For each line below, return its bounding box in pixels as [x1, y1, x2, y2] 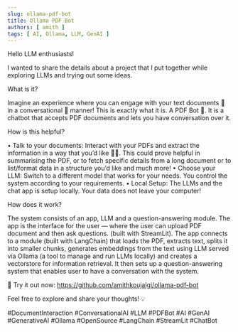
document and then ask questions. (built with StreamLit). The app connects [7, 229, 228, 238]
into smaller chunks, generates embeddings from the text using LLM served [7, 245, 229, 253]
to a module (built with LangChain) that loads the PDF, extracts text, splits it [7, 237, 228, 245]
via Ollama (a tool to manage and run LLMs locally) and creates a [7, 252, 198, 260]
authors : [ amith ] [7, 23, 65, 31]
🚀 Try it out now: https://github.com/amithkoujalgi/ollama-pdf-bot [7, 281, 199, 289]
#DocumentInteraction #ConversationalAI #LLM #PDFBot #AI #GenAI [7, 309, 210, 317]
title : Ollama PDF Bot [7, 17, 75, 24]
